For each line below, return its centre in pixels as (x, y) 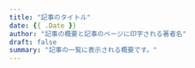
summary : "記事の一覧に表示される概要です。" (83, 50)
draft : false (33, 42)
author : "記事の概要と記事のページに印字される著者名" (98, 34)
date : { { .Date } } (43, 26)
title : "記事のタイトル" (50, 17)
